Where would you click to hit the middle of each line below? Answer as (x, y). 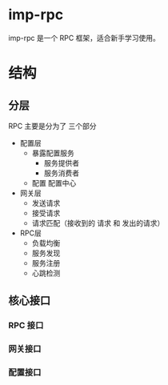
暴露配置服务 (53, 153)
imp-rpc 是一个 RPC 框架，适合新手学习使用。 (84, 38)
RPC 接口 (26, 326)
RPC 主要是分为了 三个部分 (53, 126)
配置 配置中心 (54, 182)
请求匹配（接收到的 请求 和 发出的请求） (98, 223)
